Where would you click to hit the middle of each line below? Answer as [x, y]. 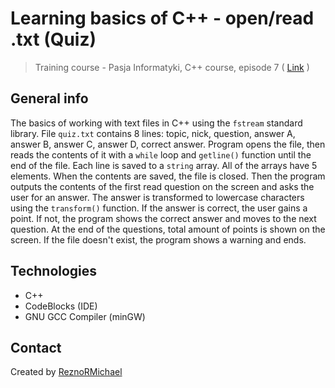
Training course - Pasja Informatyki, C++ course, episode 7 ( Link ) [172, 67]
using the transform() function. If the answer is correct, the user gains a [159, 208]
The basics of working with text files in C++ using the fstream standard [156, 123]
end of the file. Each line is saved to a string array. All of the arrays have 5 [164, 165]
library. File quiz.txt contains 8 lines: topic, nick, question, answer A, [153, 133]
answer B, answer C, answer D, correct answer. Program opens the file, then [168, 144]
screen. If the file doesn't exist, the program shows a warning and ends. [158, 239]
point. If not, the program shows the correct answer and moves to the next [163, 218]
